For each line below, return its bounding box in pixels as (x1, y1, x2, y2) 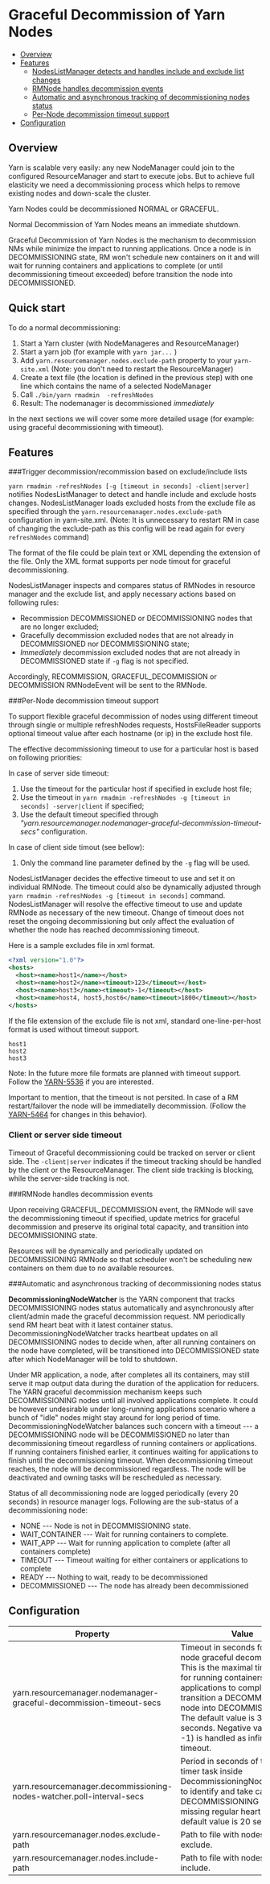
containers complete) (19, 1547, 91, 1556)
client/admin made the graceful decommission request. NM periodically (8, 1311, 246, 1321)
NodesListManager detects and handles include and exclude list (31, 66, 245, 76)
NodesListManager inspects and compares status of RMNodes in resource (8, 581, 256, 590)
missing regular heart (180, 1806, 261, 1817)
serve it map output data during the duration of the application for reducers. (8, 1378, 260, 1388)
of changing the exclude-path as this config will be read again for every (8, 524, 245, 533)
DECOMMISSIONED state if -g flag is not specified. (19, 656, 189, 666)
